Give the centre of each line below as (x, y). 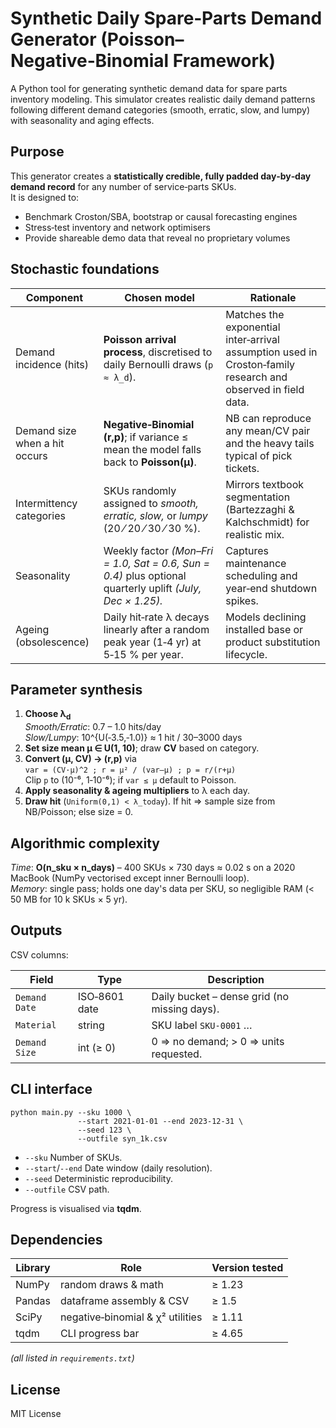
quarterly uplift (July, (152, 588)
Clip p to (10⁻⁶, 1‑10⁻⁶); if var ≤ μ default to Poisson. (130, 780)
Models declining (266, 617)
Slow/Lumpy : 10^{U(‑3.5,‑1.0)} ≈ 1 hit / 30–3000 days (133, 738)
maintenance (256, 563)
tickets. (242, 468)
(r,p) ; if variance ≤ (146, 437)
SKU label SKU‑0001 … (202, 1025)
